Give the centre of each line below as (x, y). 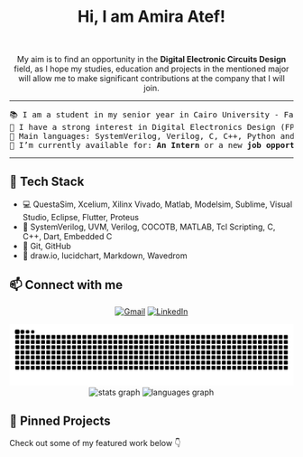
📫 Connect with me (66, 285)
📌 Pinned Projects (60, 420)
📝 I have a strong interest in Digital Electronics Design (143, 127)
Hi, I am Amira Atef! (151, 17)
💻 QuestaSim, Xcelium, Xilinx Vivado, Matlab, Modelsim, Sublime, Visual (157, 204)
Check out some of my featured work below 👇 (96, 443)
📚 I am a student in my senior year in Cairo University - (144, 114)
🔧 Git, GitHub (46, 246)
